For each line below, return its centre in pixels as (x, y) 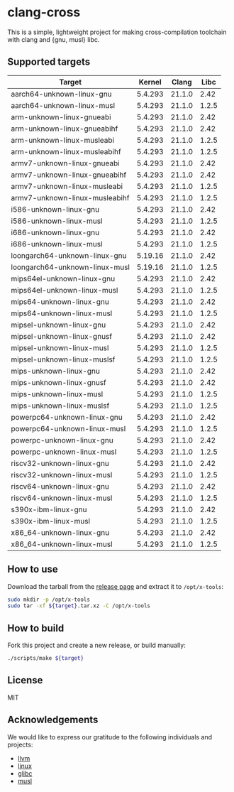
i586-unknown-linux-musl (57, 221)
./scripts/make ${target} (45, 658)
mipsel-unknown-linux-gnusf (61, 336)
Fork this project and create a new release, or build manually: (96, 645)
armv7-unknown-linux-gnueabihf (69, 175)
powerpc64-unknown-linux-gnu (67, 417)
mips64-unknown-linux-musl (62, 313)
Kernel (150, 82)
